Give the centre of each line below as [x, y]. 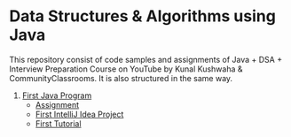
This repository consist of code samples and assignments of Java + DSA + [145, 59]
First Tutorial [58, 123]
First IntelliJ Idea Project [79, 114]
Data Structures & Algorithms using [143, 16]
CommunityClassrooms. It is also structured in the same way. [121, 78]
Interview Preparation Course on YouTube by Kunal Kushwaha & [126, 69]
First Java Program [57, 95]
